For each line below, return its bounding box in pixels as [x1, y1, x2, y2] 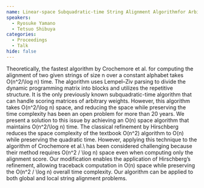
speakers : [6, 15, 32, 21]
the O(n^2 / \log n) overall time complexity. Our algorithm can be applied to [6, 168, 193, 175]
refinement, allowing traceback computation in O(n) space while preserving [6, 161, 195, 169]
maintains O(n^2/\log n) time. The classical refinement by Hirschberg [6, 123, 179, 130]
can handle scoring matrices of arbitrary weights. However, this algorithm [6, 97, 190, 104]
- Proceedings [12, 37, 47, 43]
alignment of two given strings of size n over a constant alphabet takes [6, 71, 184, 79]
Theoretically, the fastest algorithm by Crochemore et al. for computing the [6, 65, 194, 72]
